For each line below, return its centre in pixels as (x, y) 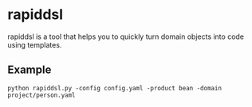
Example (30, 70)
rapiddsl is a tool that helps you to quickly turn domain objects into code (126, 36)
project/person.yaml (42, 95)
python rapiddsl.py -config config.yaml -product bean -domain (115, 88)
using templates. (35, 44)
